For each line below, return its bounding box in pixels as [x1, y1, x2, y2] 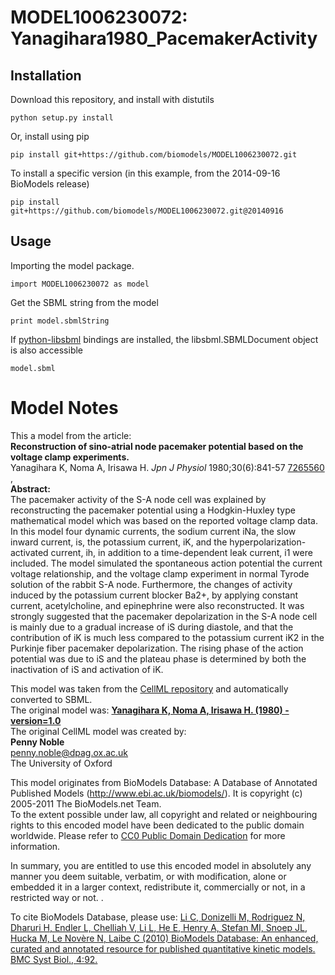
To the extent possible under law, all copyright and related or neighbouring [10, 808, 318, 820]
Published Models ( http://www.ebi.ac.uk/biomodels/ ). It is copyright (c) [10, 787, 303, 799]
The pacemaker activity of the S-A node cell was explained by [10, 493, 267, 505]
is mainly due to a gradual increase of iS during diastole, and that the [10, 621, 294, 633]
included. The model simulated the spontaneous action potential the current [10, 557, 323, 569]
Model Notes [10, 397, 119, 419]
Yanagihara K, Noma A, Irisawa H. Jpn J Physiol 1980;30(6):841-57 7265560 [10, 461, 325, 473]
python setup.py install [10, 113, 114, 123]
